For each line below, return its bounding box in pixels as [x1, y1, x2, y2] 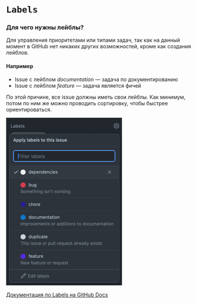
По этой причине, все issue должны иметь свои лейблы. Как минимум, [6, 93, 186, 101]
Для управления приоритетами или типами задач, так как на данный [6, 36, 181, 44]
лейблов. [6, 49, 29, 56]
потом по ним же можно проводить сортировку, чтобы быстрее [6, 99, 168, 106]
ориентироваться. [6, 106, 52, 113]
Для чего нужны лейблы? [6, 24, 84, 32]
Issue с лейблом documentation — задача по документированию [14, 76, 178, 83]
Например [6, 63, 34, 70]
